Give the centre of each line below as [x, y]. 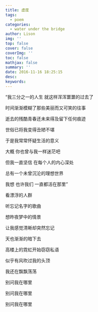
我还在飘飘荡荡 [21, 271]
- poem [17, 19]
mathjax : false [21, 63]
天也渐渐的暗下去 [23, 239]
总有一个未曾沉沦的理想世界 [34, 173]
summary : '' [18, 67]
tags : [11, 15]
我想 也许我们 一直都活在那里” [37, 184]
